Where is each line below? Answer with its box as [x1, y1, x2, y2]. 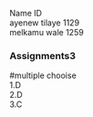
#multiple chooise [9, 70, 77, 81]
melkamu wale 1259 [9, 27, 84, 37]
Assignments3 [9, 49, 76, 62]
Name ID [9, 8, 43, 18]
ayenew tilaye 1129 [9, 17, 80, 28]
